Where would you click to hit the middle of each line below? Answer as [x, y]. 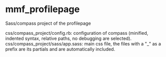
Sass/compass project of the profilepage [48, 23]
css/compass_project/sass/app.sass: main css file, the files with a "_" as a [83, 43]
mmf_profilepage [43, 9]
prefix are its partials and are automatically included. [60, 49]
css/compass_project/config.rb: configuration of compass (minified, [77, 33]
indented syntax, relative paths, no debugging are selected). [68, 38]
